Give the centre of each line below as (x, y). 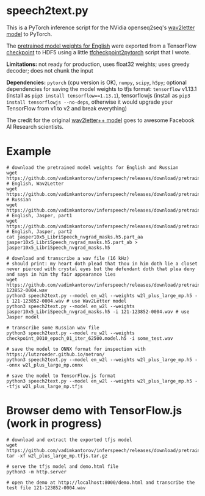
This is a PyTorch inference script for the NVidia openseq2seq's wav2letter (101, 27)
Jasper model (23, 317)
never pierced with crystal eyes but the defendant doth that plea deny (101, 269)
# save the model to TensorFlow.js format (61, 376)
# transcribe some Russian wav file (53, 328)
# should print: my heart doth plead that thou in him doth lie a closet (102, 264)
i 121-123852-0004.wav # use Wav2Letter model (67, 301)
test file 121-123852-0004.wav (46, 488)
